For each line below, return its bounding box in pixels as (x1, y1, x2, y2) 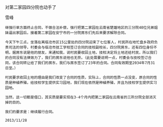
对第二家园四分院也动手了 (5, 4, 56, 10)
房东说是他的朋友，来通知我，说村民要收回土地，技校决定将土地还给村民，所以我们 (16, 50, 157, 55)
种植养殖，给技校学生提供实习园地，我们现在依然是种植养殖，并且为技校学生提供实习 (12, 80, 157, 85)
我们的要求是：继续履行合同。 (5, 109, 56, 114)
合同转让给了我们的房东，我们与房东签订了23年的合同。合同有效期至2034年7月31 (16, 60, 155, 65)
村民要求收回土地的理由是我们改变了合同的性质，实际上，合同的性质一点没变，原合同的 (5, 75, 154, 80)
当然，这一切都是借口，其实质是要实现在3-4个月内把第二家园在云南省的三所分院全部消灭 (5, 95, 157, 100)
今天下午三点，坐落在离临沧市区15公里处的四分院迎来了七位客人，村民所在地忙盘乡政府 (5, 40, 154, 45)
